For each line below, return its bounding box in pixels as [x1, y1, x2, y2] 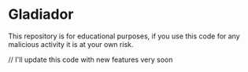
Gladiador [8, 5, 74, 23]
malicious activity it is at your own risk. [8, 39, 134, 49]
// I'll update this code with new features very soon [8, 55, 173, 64]
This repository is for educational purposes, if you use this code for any [8, 31, 240, 41]
